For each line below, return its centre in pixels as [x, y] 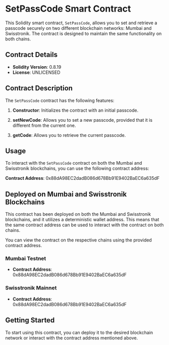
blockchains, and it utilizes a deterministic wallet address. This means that [82, 220]
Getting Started [30, 321]
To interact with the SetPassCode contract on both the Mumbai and [74, 163]
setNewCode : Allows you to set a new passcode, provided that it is [82, 120]
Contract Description [39, 88]
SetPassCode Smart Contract [68, 9]
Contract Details [32, 55]
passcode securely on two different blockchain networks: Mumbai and [78, 28]
